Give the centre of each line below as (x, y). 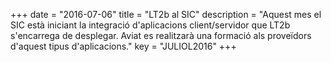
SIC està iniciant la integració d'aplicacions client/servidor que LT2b (150, 25)
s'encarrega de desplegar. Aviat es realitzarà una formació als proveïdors (161, 35)
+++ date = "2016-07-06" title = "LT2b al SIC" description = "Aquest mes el (166, 14)
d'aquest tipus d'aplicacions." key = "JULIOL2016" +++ (123, 46)
